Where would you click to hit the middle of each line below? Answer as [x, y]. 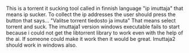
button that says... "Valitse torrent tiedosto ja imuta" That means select [91, 20]
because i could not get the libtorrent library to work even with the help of [95, 33]
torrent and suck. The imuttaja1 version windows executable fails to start [93, 26]
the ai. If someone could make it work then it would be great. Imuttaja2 [91, 39]
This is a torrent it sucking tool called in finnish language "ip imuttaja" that [95, 8]
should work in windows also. [42, 45]
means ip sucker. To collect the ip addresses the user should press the [91, 14]
